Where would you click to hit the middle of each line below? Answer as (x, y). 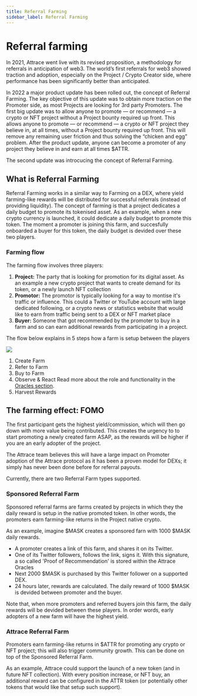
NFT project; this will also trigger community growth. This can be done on (95, 650)
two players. (21, 237)
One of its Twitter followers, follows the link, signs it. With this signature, (102, 555)
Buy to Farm (29, 373)
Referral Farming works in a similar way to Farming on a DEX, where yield (95, 193)
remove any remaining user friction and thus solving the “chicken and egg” (97, 137)
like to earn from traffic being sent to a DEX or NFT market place (93, 314)
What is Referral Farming (53, 179)
